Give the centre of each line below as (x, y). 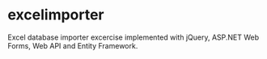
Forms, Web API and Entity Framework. (73, 45)
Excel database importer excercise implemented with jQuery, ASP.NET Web (133, 37)
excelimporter (56, 15)
